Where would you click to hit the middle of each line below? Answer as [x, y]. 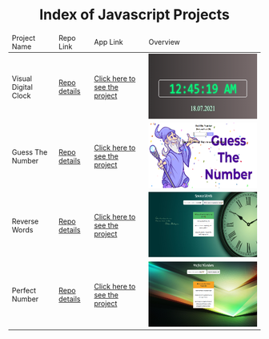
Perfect [24, 291]
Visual [22, 79]
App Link [109, 42]
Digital [22, 87]
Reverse [25, 221]
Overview [164, 42]
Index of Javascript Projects [134, 15]
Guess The [30, 152]
